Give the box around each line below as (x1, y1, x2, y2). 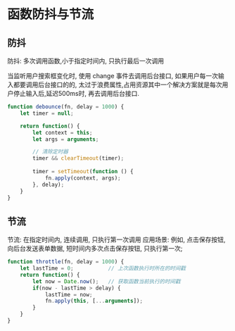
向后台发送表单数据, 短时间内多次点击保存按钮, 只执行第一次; (7, 244, 183, 253)
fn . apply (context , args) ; (44, 174, 121, 182)
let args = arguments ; (32, 135, 99, 143)
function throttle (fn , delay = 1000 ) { (7, 258, 125, 266)
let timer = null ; (20, 110, 74, 117)
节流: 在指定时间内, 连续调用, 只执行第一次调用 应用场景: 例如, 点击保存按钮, (7, 235, 226, 244)
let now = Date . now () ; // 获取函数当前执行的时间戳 (32, 277, 181, 285)
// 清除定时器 (32, 149, 69, 156)
